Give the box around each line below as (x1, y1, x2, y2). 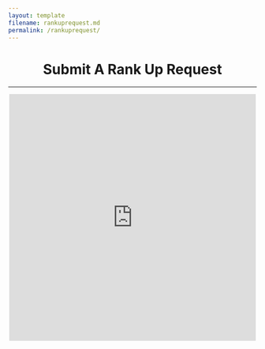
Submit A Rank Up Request (43, 60, 222, 78)
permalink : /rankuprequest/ (8, 26, 101, 34)
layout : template (8, 11, 65, 20)
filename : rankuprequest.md (8, 19, 101, 27)
